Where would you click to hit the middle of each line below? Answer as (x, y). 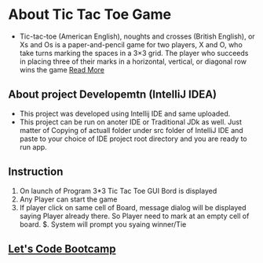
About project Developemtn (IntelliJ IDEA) (113, 95)
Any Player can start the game (68, 199)
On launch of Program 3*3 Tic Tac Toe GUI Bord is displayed (118, 191)
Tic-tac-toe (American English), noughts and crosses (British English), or (137, 36)
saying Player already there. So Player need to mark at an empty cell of (134, 216)
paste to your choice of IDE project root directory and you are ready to (133, 139)
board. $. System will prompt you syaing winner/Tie (103, 224)
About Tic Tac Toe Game (89, 15)
